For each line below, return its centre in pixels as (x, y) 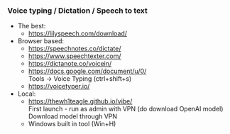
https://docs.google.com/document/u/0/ (87, 71)
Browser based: (41, 41)
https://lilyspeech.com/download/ (78, 33)
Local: (27, 94)
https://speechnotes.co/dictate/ (75, 49)
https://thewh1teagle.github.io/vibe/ (80, 101)
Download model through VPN (73, 116)
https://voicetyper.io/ (59, 86)
